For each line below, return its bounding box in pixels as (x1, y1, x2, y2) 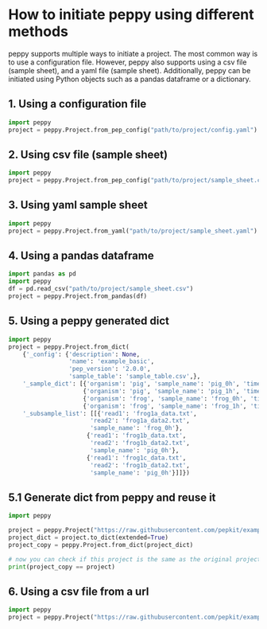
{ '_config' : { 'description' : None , (22, 350, 141, 358)
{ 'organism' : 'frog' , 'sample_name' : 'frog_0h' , (83, 394, 247, 403)
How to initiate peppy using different (8, 6, 254, 24)
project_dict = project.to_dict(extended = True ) (8, 533, 169, 541)
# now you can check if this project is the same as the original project (8, 555, 261, 563)
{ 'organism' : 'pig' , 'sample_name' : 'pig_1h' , (83, 387, 240, 395)
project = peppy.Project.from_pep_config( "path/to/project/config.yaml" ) (8, 126, 258, 134)
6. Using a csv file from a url (8, 584, 149, 598)
